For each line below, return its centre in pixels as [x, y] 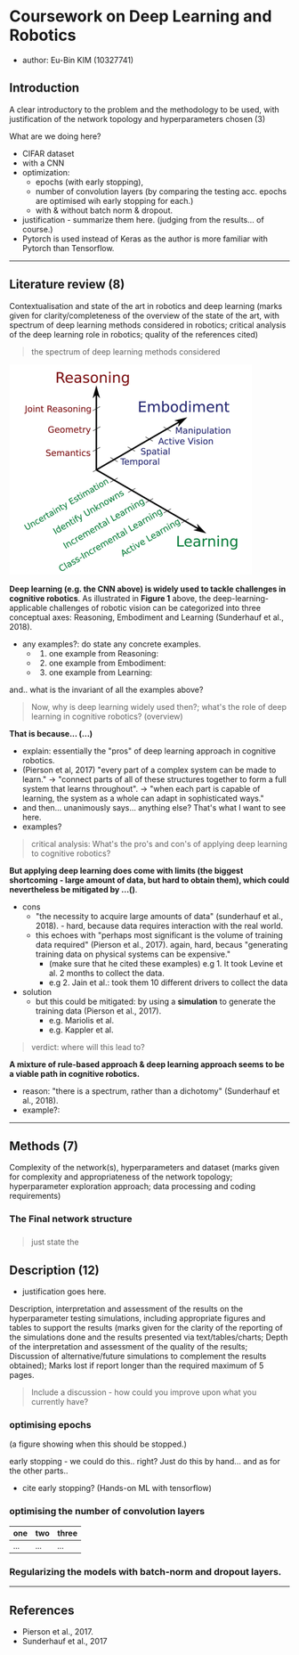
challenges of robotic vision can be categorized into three [154, 607]
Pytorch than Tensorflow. [68, 248]
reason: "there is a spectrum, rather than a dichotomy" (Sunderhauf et [151, 1091]
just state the [55, 1242]
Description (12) [54, 1270]
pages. [22, 1375]
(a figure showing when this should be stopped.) [98, 1444]
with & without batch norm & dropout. [104, 210]
